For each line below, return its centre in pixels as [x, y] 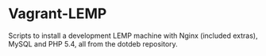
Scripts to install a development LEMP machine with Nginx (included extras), [133, 35]
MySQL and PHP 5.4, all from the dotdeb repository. [93, 43]
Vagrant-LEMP [58, 14]
